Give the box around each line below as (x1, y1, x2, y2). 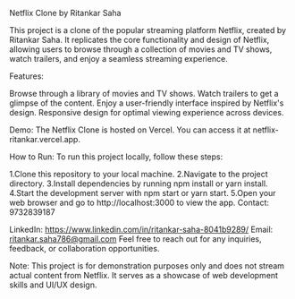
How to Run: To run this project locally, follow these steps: (9, 151, 223, 162)
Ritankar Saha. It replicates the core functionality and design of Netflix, (9, 35, 270, 45)
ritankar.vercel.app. (9, 134, 80, 144)
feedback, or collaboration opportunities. (9, 243, 160, 253)
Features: (9, 71, 45, 81)
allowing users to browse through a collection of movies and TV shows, (9, 44, 273, 55)
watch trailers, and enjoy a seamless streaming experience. (9, 54, 228, 64)
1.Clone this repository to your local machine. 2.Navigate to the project (9, 169, 268, 179)
